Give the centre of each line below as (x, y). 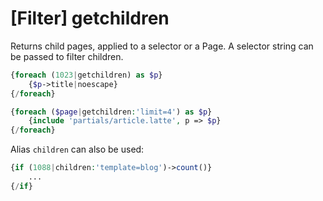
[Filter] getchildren (90, 18)
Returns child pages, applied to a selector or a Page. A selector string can (162, 46)
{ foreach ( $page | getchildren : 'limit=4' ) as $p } (111, 112)
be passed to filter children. (67, 56)
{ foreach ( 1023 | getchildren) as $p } (86, 75)
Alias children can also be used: (77, 149)
